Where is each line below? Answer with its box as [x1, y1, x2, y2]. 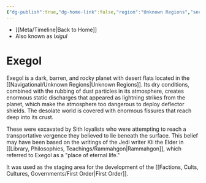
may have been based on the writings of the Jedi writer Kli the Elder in [6, 138, 184, 146]
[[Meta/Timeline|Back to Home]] [15, 26, 97, 33]
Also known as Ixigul [15, 32, 67, 40]
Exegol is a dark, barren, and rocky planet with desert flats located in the [6, 74, 190, 82]
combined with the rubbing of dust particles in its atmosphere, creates [6, 87, 184, 95]
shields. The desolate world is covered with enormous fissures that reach [6, 107, 192, 114]
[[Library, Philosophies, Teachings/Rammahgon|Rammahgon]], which [6, 145, 182, 152]
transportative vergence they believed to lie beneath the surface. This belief [6, 131, 198, 139]
